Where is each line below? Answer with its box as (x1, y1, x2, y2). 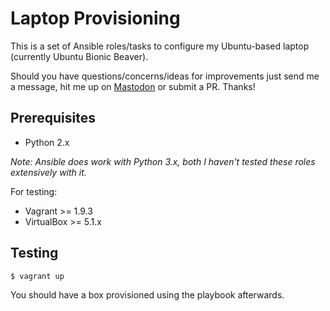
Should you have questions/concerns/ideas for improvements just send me (10, 70, 320, 82)
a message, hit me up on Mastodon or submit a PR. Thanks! (10, 80, 256, 92)
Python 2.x (24, 136, 70, 148)
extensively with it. (10, 166, 87, 178)
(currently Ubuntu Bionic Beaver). (10, 50, 149, 62)
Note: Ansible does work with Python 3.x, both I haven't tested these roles (10, 155, 316, 167)
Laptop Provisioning (10, 7, 181, 30)
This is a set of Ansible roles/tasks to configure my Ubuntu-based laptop (10, 40, 310, 52)
